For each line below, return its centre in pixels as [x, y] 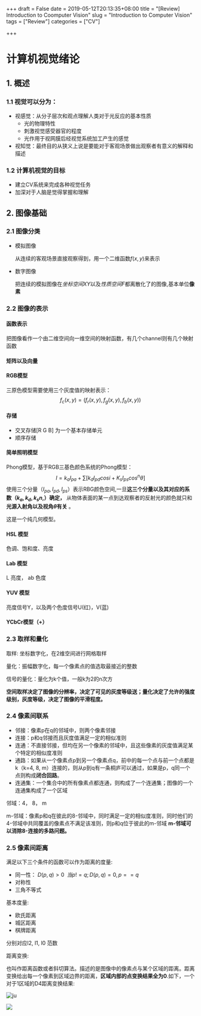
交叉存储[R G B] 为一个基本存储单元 [59, 430]
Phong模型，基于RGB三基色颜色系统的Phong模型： [69, 467]
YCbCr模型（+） [27, 622]
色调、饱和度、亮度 [30, 549]
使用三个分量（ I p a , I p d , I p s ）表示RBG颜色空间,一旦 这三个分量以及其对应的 [95, 490]
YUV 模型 [18, 593]
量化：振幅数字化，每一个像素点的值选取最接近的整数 [72, 666]
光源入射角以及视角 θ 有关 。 [40, 506]
